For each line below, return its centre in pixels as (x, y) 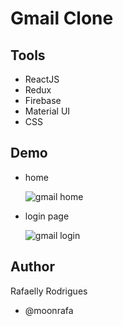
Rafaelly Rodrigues (49, 291)
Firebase (43, 100)
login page (47, 216)
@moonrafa (49, 310)
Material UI (47, 111)
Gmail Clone (62, 18)
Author (32, 267)
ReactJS (42, 79)
